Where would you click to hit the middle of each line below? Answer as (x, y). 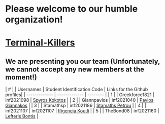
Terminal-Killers (40, 43)
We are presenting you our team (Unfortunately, (83, 61)
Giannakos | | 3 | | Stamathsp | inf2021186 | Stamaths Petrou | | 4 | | (76, 106)
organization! (34, 19)
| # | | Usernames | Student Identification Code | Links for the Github (77, 90)
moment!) (21, 77)
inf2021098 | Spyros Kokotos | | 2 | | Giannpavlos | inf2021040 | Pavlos (79, 100)
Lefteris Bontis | (22, 116)
